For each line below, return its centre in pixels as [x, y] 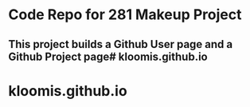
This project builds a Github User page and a [121, 44]
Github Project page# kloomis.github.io [108, 56]
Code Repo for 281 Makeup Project [125, 15]
